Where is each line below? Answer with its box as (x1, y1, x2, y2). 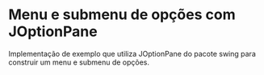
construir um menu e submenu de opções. (8, 57, 150, 67)
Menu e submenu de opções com (8, 6, 236, 24)
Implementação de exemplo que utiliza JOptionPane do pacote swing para (8, 49, 256, 58)
